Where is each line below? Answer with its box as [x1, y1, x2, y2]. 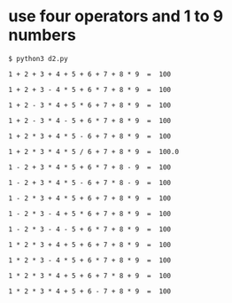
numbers [8, 25, 76, 45]
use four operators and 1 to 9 [8, 6, 223, 27]
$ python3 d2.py [8, 54, 68, 63]
